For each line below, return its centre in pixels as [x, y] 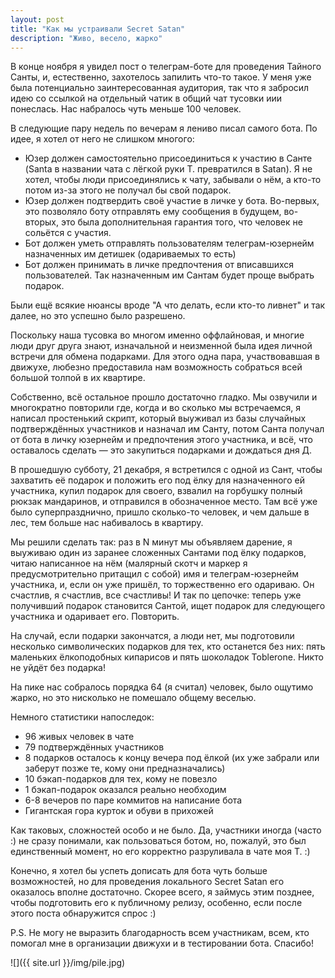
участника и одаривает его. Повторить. [95, 617]
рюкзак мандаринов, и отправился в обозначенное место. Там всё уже [164, 502]
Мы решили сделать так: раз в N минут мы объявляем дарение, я [151, 542]
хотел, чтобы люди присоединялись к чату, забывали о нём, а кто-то [173, 180]
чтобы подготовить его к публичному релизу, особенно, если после [156, 903]
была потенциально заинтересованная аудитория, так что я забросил [160, 88]
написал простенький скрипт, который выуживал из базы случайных [158, 418]
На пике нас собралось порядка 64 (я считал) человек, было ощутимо [162, 687]
